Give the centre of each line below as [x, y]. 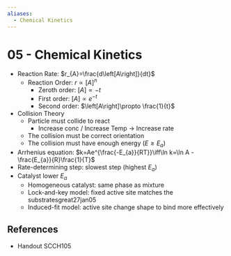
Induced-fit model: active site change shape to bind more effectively [126, 207]
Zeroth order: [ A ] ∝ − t [70, 90]
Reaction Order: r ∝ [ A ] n [62, 82]
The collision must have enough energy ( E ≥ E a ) [96, 144]
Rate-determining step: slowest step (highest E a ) [87, 168]
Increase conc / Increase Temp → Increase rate [106, 128]
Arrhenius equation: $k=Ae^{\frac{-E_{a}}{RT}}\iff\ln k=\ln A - [106, 152]
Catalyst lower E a [42, 177]
